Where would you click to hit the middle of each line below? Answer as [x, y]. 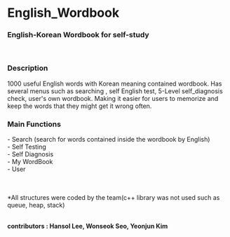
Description [28, 68]
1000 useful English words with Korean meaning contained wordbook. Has [115, 83]
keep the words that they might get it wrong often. [80, 106]
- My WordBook [30, 162]
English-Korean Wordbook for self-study [78, 35]
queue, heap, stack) [36, 205]
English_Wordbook [63, 13]
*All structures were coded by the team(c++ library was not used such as [114, 198]
